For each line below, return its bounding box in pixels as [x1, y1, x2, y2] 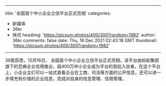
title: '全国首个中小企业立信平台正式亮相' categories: [5, 10, 111, 16]
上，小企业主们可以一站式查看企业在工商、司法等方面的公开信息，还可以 [5, 69, 152, 75]
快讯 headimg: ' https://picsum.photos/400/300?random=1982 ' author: [12, 32, 156, 38]
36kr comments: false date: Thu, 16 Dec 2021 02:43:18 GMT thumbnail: [12, 38, 157, 43]
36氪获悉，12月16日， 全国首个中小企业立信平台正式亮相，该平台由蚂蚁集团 [5, 57, 159, 63]
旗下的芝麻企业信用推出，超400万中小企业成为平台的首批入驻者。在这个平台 [5, 64, 161, 69]
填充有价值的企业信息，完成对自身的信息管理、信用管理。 [9, 76, 126, 81]
